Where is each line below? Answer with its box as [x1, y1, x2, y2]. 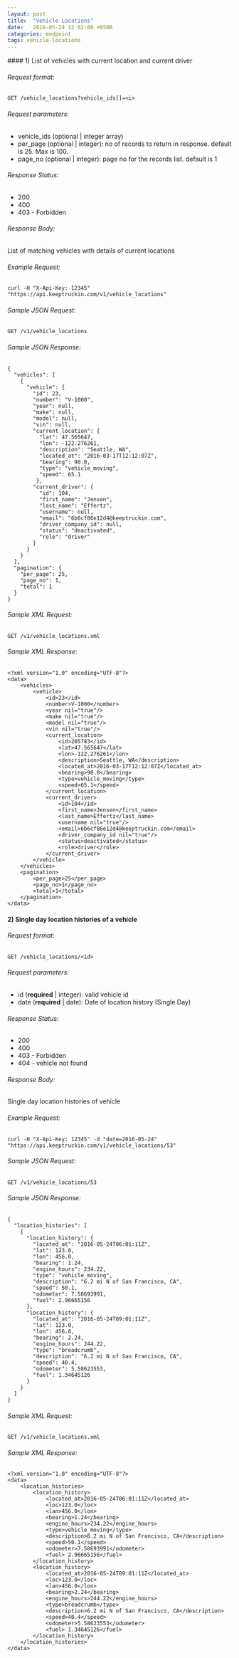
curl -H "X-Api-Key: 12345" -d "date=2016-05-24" [7, 1135, 158, 1143]
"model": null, [33, 414, 78, 422]
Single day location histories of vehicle [7, 1097, 121, 1106]
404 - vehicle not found [17, 1059, 87, 1068]
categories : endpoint [7, 30, 72, 38]
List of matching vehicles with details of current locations [7, 246, 176, 255]
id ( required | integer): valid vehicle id [17, 990, 129, 999]
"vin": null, [33, 421, 72, 428]
